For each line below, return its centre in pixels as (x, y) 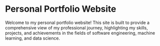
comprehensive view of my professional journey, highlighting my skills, (77, 27)
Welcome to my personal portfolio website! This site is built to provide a (77, 23)
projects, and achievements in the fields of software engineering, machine (80, 33)
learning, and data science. (33, 38)
